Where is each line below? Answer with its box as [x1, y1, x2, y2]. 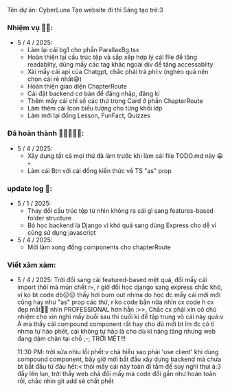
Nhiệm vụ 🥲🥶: [7, 23, 54, 32]
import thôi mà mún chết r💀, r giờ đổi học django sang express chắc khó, [16, 283, 223, 291]
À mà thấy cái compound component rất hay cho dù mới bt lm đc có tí [16, 320, 215, 328]
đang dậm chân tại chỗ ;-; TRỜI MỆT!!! [16, 334, 126, 343]
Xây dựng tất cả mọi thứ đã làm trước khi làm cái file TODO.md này [27, 151, 216, 160]
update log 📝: [7, 183, 53, 193]
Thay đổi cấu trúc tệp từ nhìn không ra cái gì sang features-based [27, 206, 214, 215]
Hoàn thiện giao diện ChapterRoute [27, 82, 127, 91]
